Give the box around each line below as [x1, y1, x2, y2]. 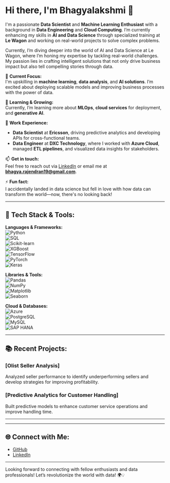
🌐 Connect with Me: [5, 433, 70, 441]
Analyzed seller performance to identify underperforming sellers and [5, 374, 149, 380]
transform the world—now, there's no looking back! [5, 191, 112, 197]
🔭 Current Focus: [5, 73, 42, 79]
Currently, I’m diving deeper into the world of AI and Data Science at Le [5, 47, 154, 53]
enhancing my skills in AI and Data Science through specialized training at [5, 32, 160, 38]
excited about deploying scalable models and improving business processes [5, 84, 164, 90]
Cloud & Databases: [5, 303, 48, 309]
